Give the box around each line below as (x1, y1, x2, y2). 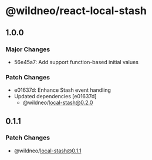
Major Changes (5, 45, 50, 54)
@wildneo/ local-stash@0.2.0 (22, 99, 93, 106)
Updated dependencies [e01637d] (13, 93, 97, 100)
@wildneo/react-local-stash (5, 4, 147, 18)
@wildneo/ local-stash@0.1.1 (13, 147, 82, 154)
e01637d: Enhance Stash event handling (13, 86, 111, 94)
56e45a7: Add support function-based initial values (13, 58, 139, 65)
